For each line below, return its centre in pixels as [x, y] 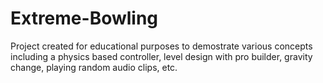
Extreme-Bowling [84, 18]
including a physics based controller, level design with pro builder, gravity [161, 56]
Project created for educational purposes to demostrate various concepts [161, 46]
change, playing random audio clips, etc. [94, 67]
